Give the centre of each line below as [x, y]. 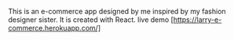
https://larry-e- [197, 20]
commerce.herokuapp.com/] [54, 28]
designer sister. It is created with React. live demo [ [91, 20]
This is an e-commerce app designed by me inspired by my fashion [117, 11]
